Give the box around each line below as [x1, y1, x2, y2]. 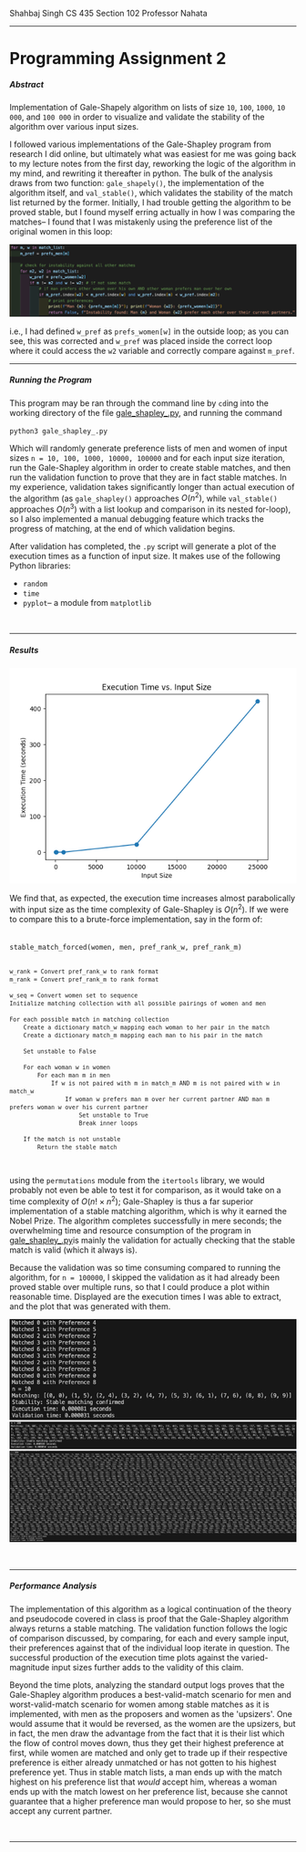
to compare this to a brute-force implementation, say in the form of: [9, 913, 263, 924]
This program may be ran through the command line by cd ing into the [9, 397, 269, 409]
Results [9, 644, 39, 655]
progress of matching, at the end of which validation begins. [9, 523, 236, 534]
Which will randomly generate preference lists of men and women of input [9, 442, 288, 453]
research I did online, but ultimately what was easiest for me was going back [9, 149, 297, 160]
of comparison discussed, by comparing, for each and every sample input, [9, 1632, 290, 1643]
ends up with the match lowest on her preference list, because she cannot [9, 1785, 289, 1796]
